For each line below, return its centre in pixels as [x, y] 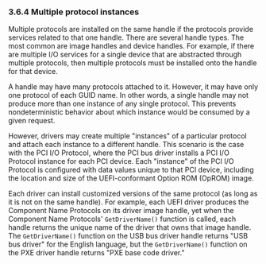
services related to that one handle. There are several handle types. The [126, 37]
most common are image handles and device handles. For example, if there [131, 46]
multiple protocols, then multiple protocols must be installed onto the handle [133, 63]
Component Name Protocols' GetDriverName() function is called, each [122, 219]
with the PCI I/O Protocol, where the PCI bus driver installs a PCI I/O [119, 153]
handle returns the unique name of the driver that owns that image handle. [130, 227]
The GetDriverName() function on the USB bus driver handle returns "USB [128, 236]
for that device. [33, 72]
